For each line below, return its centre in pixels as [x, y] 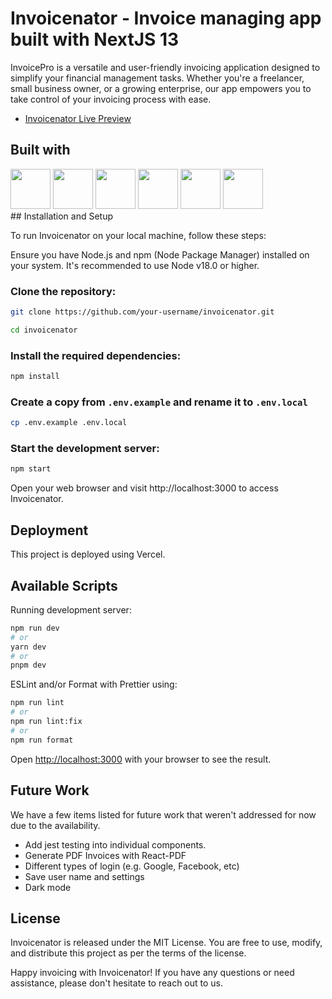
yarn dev [28, 647]
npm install [35, 377]
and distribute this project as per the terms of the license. [128, 953]
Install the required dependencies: [96, 355]
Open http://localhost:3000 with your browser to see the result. [141, 759]
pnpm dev [28, 665]
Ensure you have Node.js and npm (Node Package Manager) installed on [160, 254]
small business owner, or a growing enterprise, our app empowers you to [161, 88]
